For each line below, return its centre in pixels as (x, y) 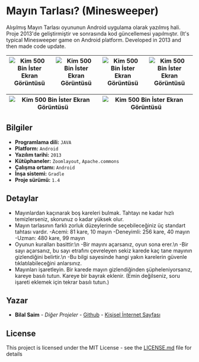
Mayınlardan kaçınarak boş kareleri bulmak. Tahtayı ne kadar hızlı (94, 213)
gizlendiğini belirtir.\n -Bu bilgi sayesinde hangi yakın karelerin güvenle (101, 257)
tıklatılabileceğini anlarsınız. (48, 263)
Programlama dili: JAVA (43, 142)
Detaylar (22, 199)
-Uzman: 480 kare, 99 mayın (50, 238)
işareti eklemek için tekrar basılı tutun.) (62, 282)
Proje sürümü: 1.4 (37, 180)
